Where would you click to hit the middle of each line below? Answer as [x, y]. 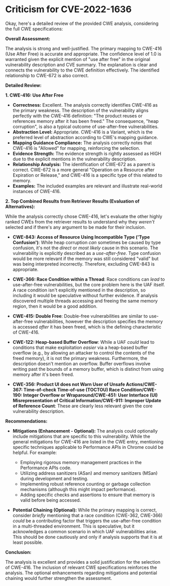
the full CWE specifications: [34, 28]
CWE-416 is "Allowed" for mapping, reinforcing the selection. [76, 148]
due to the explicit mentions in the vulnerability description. [75, 159]
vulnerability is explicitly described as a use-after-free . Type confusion [87, 253]
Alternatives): [20, 206]
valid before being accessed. [50, 500]
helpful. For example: [35, 452]
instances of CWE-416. [37, 191]
